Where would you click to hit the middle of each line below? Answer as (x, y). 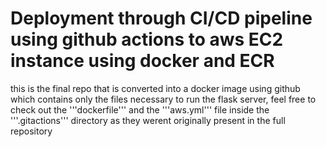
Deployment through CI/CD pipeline (161, 18)
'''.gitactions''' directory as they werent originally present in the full (148, 120)
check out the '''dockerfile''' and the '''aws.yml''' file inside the (140, 109)
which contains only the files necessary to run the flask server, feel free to (163, 99)
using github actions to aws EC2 (147, 39)
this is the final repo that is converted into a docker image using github (155, 88)
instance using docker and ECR (142, 61)
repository (31, 131)
